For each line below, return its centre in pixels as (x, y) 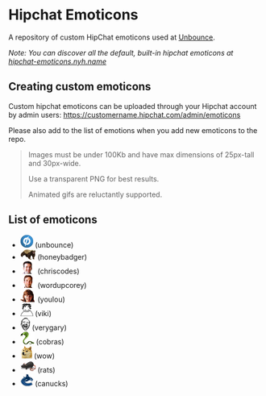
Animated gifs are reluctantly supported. (95, 194)
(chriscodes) (58, 271)
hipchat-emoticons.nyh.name (58, 61)
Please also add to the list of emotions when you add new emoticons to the (133, 130)
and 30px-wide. (54, 163)
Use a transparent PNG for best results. (94, 178)
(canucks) (52, 383)
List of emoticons (53, 220)
